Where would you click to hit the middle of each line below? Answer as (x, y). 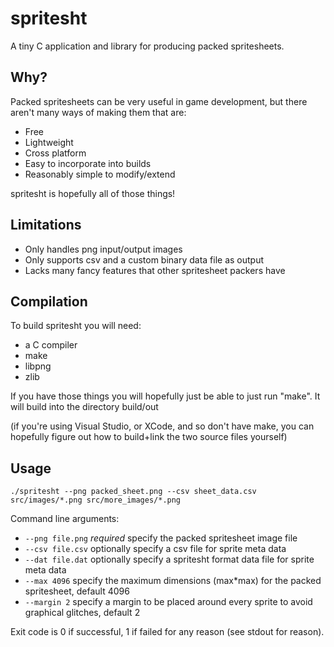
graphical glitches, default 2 (82, 613)
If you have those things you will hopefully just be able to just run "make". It (165, 396)
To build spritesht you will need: (76, 326)
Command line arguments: (65, 519)
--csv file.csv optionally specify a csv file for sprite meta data (155, 549)
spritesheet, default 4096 (77, 591)
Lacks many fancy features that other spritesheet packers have (155, 270)
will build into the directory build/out (84, 407)
